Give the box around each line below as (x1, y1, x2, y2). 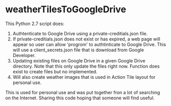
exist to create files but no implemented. (12, 68, 98, 75)
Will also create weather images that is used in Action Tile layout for (12, 74, 156, 80)
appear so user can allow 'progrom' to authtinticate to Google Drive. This (12, 41, 166, 47)
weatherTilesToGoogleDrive (5, 4, 127, 15)
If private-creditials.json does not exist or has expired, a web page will (12, 36, 161, 42)
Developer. (12, 52, 36, 58)
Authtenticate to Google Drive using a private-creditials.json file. (12, 30, 148, 36)
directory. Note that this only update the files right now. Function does (12, 63, 160, 69)
